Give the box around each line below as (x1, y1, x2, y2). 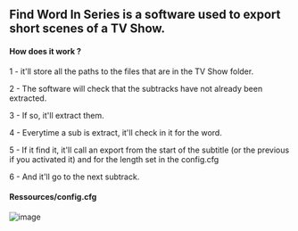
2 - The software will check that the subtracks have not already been (9, 83, 263, 94)
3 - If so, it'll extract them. (9, 110, 104, 120)
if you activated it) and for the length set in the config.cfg (9, 153, 219, 164)
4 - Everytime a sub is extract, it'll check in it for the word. (9, 127, 223, 137)
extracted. (9, 93, 47, 103)
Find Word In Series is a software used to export (9, 7, 281, 22)
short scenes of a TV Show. (9, 21, 166, 37)
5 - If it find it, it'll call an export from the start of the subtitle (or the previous (9, 144, 290, 155)
